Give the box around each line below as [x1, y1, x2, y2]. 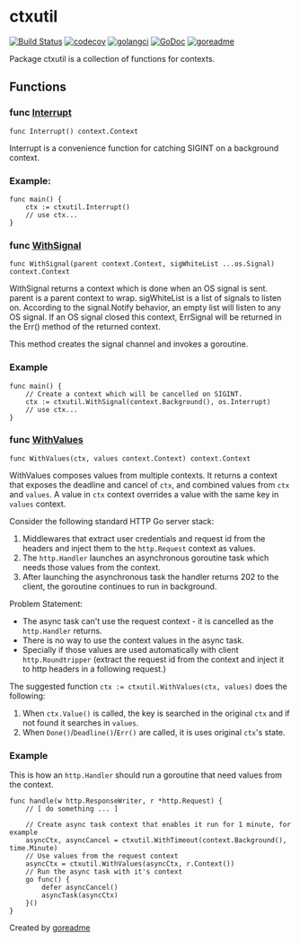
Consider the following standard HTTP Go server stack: [9, 515, 215, 526]
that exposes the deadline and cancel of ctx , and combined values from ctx [9, 479, 290, 490]
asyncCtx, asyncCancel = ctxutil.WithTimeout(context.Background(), [25, 836, 287, 845]
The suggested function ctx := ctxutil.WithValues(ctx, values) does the [9, 681, 287, 691]
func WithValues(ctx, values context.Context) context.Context [9, 453, 251, 463]
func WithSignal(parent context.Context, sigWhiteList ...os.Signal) [9, 260, 276, 269]
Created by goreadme [9, 922, 91, 933]
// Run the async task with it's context [25, 867, 182, 876]
